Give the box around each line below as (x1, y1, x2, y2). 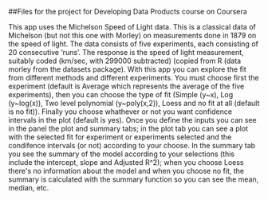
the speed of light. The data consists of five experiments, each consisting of (8, 39, 259, 49)
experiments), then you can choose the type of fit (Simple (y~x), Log (8, 90, 234, 99)
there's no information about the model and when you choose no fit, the (8, 167, 245, 175)
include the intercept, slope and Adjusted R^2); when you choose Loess (8, 158, 244, 167)
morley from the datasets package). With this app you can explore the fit (8, 65, 247, 74)
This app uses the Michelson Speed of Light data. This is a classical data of (8, 22, 257, 31)
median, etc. (8, 183, 49, 192)
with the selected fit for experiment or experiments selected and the (8, 132, 232, 142)
